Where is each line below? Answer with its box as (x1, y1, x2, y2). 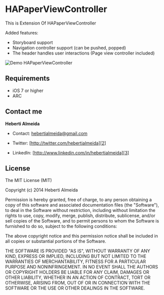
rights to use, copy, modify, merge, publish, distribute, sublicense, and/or (5, 212, 156, 218)
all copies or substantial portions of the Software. (5, 238, 106, 244)
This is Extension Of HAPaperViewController (5, 20, 96, 26)
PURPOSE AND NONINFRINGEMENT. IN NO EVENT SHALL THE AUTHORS (5, 264, 159, 270)
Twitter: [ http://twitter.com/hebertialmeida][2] (12, 140, 106, 146)
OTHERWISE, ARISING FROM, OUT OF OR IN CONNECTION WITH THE (5, 280, 151, 286)
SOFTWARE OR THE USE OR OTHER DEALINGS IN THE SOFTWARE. (5, 285, 145, 291)
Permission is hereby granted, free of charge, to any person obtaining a (5, 196, 152, 203)
